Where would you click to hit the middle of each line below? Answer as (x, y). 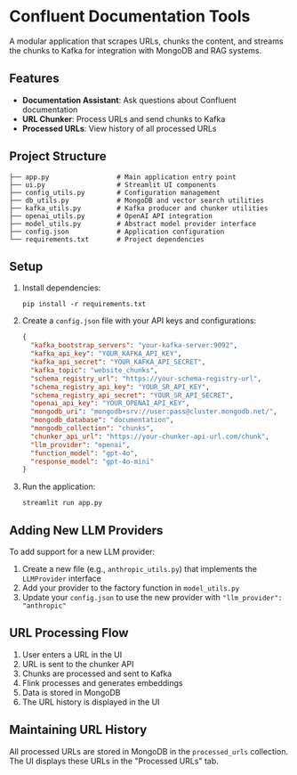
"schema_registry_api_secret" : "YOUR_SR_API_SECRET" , (132, 395)
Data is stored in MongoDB (72, 692)
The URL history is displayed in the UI (91, 702)
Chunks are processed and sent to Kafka (97, 673)
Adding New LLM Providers (86, 530)
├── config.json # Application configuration (117, 232)
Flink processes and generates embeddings (102, 682)
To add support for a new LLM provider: (82, 552)
